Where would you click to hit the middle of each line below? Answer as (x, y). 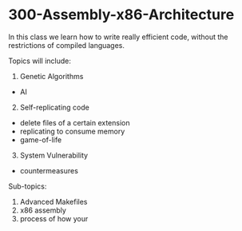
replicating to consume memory (72, 131)
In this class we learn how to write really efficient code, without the (119, 37)
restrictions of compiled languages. (67, 45)
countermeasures (49, 170)
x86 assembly (43, 210)
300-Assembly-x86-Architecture (121, 15)
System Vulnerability (54, 155)
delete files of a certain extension (75, 122)
